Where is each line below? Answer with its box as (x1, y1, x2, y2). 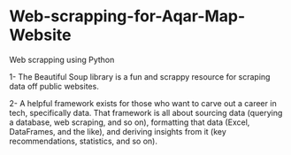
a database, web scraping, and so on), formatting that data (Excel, (9, 117, 250, 128)
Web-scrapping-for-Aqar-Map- (9, 6, 246, 27)
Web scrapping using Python (9, 54, 115, 65)
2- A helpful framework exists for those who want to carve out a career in (9, 97, 277, 108)
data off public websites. (9, 81, 99, 91)
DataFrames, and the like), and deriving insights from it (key (9, 126, 227, 136)
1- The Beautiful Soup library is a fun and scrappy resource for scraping (9, 71, 271, 81)
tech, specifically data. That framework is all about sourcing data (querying (9, 107, 283, 118)
